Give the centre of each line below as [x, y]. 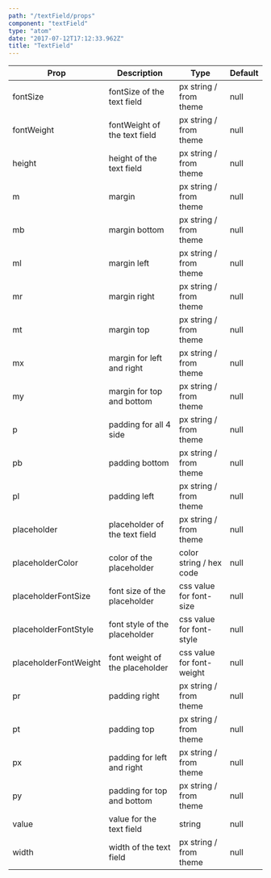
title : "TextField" [41, 46]
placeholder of [136, 525]
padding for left [138, 758]
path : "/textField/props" [52, 16]
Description [140, 73]
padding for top [138, 791]
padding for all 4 [140, 424]
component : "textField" [48, 23]
